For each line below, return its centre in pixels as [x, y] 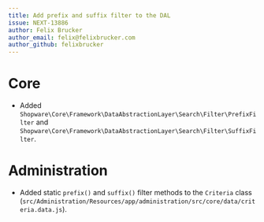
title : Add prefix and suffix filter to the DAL [89, 15]
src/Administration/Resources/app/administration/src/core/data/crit [139, 202]
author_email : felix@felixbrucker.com [72, 37]
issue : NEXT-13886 [38, 23]
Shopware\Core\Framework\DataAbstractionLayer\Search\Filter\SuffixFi [138, 131]
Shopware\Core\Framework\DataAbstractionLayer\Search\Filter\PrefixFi [138, 115]
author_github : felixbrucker [56, 45]
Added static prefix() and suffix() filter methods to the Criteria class [136, 192]
